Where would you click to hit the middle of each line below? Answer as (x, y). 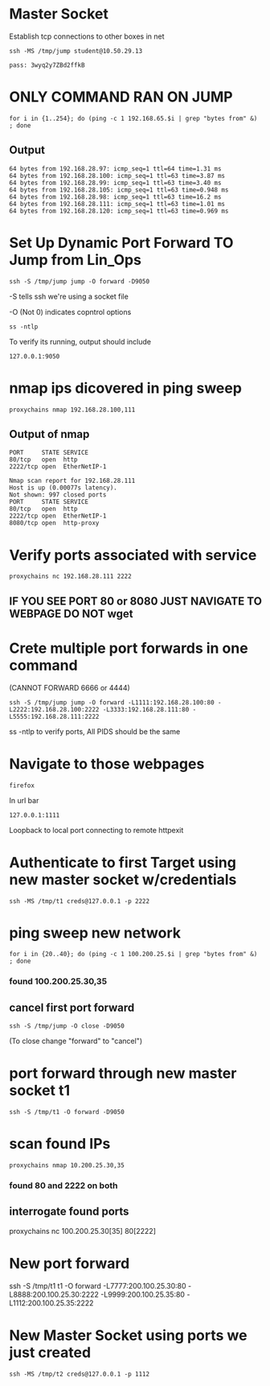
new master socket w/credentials (123, 879)
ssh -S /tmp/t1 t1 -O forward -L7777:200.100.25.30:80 (98, 1285)
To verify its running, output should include (80, 341)
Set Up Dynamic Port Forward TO (121, 243)
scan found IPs (60, 1144)
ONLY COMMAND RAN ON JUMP (121, 97)
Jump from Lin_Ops (75, 260)
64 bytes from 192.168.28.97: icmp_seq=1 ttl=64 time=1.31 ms (115, 169)
